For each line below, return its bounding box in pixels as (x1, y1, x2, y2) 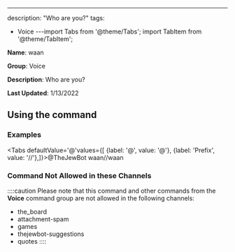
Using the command (7, 109, 97, 121)
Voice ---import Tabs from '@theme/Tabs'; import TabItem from (17, 27, 202, 36)
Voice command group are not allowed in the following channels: (7, 193, 194, 202)
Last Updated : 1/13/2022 (7, 89, 79, 97)
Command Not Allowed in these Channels (7, 170, 152, 180)
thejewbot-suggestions (17, 230, 85, 238)
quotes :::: (17, 237, 47, 245)
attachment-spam (17, 214, 69, 223)
